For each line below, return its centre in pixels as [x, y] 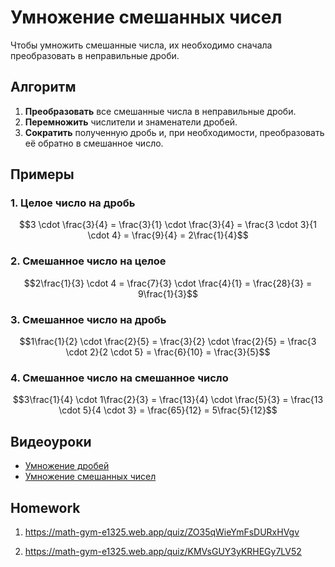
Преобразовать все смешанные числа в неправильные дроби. [160, 111]
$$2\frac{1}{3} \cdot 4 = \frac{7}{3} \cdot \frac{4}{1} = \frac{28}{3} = [168, 283]
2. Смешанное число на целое [88, 261]
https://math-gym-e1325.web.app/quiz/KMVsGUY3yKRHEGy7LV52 [163, 551]
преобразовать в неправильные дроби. [95, 55]
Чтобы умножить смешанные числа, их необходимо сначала [141, 45]
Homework [45, 507]
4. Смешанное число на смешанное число [119, 378]
